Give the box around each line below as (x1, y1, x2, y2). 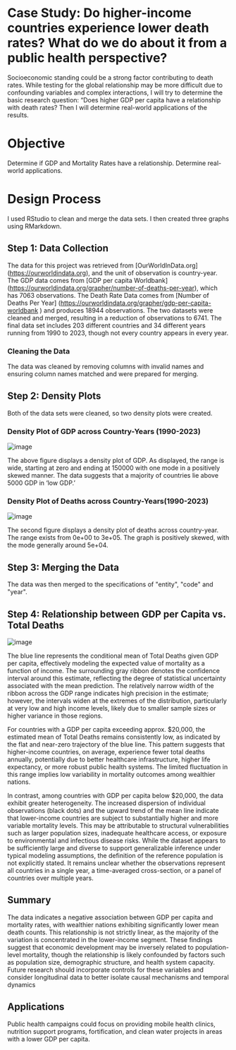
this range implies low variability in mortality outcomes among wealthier (7, 770, 216, 778)
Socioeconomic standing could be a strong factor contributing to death (7, 73, 213, 82)
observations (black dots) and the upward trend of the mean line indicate (7, 806, 220, 814)
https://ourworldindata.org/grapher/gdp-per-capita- (60, 298, 211, 307)
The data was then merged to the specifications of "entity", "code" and (7, 580, 213, 589)
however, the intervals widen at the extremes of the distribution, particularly (7, 696, 228, 705)
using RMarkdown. (7, 222, 62, 230)
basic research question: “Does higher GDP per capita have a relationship (7, 95, 221, 104)
